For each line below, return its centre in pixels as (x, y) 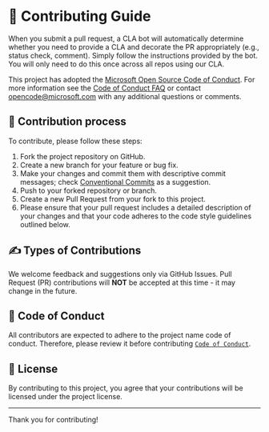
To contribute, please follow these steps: (75, 141)
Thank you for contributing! (53, 420)
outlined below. (45, 224)
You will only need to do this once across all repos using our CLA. (116, 64)
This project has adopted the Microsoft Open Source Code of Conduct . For (132, 79)
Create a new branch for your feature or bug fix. (99, 165)
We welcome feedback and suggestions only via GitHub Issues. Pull (120, 274)
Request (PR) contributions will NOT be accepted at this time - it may (122, 282)
